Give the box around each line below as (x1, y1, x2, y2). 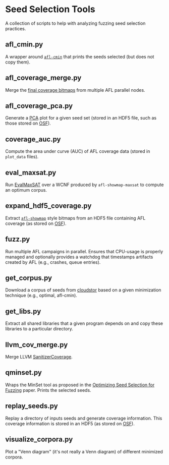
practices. (5, 25, 26, 31)
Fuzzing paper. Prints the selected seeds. (5, 387, 92, 393)
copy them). (5, 59, 30, 65)
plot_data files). (5, 154, 39, 160)
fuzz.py (5, 235, 30, 244)
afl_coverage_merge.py (5, 74, 82, 82)
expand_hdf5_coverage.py (5, 202, 92, 210)
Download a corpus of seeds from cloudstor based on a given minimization (5, 287, 161, 293)
